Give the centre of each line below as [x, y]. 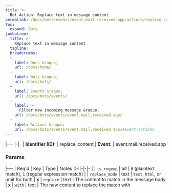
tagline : [19, 48]
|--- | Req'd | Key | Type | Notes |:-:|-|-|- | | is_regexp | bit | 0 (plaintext [80, 168]
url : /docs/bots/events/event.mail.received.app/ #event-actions [84, 129]
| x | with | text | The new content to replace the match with [68, 185]
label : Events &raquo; [39, 91]
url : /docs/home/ [33, 67]
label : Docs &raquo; [36, 63]
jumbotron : [17, 34]
